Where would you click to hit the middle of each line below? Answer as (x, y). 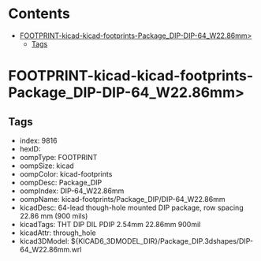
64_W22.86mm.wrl (50, 249)
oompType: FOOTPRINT (58, 157)
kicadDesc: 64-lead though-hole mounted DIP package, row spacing (131, 207)
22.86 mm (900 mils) (54, 216)
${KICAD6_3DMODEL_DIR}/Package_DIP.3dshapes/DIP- (162, 240)
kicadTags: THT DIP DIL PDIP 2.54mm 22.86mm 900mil (110, 224)
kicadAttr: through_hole (58, 233)
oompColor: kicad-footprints (66, 173)
